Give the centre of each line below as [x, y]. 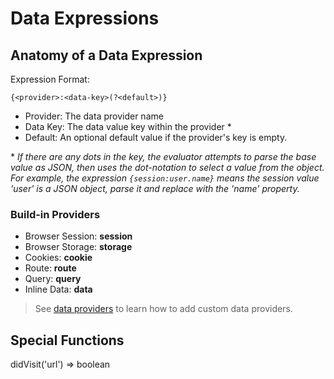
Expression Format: [50, 79]
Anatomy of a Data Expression [106, 55]
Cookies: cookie [58, 258]
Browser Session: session [78, 236]
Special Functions [67, 340]
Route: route [50, 268]
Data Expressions [85, 18]
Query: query [53, 279]
